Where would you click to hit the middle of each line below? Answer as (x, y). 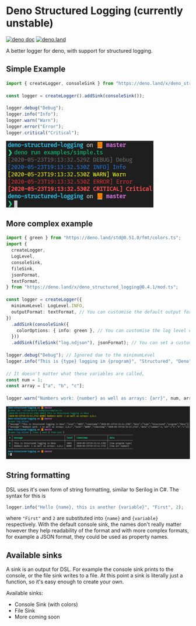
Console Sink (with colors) (46, 604)
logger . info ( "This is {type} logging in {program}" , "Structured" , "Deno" (99, 361)
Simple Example (36, 69)
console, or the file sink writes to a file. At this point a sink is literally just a (94, 576)
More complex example (50, 224)
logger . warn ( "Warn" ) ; (32, 121)
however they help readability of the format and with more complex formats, (97, 531)
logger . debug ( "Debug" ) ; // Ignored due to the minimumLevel (81, 355)
